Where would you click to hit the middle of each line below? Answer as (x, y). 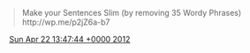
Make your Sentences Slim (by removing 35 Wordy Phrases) (132, 13)
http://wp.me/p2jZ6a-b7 (66, 22)
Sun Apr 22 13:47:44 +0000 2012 (69, 39)
